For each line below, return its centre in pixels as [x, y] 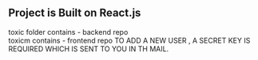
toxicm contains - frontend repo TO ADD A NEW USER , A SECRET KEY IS [129, 40]
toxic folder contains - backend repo [68, 32]
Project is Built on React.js [75, 13]
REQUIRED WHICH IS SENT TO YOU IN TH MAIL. [89, 49]
